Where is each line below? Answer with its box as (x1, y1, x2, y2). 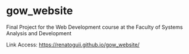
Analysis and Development (6, 29, 72, 36)
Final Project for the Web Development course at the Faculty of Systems (6, 23, 183, 31)
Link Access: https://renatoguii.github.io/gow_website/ (6, 41, 140, 48)
